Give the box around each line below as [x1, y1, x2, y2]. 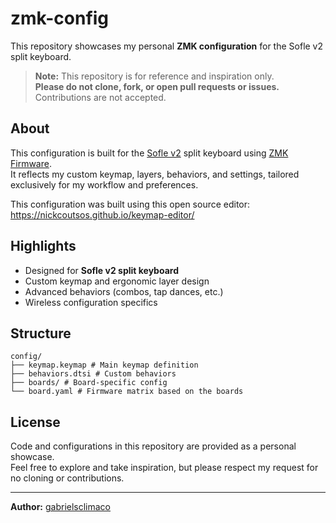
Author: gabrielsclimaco [10, 501, 112, 513]
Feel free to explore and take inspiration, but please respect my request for [10, 462, 319, 474]
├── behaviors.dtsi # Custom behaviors [10, 369, 177, 379]
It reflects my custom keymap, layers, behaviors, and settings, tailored [10, 168, 300, 180]
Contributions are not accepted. [34, 91, 167, 103]
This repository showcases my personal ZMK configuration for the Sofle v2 [10, 40, 324, 52]
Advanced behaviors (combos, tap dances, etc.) [24, 285, 224, 297]
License [10, 413, 61, 431]
